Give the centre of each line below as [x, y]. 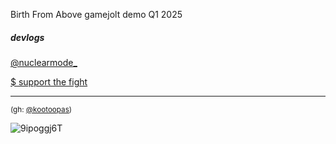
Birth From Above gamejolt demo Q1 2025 [96, 14]
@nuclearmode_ [44, 62]
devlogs [27, 37]
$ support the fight [49, 81]
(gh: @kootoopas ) [41, 109]
